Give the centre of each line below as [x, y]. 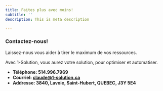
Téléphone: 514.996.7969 [40, 72]
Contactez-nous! [27, 41]
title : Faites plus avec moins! [39, 10]
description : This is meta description [47, 19]
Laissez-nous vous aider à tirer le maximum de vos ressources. [71, 52]
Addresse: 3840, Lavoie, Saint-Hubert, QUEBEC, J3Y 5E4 [74, 83]
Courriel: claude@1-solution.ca [46, 77]
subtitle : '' [19, 15]
